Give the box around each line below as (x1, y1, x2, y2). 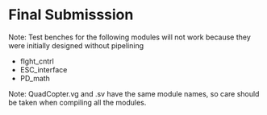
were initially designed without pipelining (8, 40, 144, 50)
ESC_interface (19, 64, 68, 74)
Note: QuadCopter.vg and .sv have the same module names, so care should (8, 88, 260, 98)
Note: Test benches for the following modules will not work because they (8, 32, 252, 42)
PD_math (19, 73, 51, 83)
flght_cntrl (19, 56, 54, 66)
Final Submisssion (8, 6, 134, 24)
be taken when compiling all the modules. (8, 97, 147, 107)
